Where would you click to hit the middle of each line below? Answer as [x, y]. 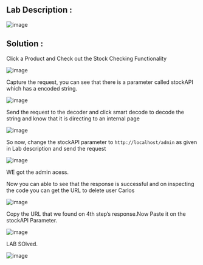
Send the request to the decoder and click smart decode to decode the [95, 112]
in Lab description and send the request [56, 148]
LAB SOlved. [22, 244]
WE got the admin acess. [37, 172]
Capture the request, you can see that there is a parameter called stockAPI [100, 82]
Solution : [25, 44]
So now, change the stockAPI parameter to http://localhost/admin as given [102, 142]
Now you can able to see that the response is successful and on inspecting [100, 184]
